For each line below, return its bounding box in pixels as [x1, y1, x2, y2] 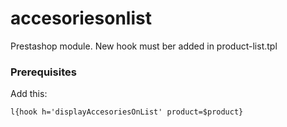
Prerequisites [10, 65, 77, 79]
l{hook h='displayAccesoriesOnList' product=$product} [10, 107, 244, 117]
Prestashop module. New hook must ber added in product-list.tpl [10, 40, 278, 52]
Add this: [10, 88, 48, 100]
